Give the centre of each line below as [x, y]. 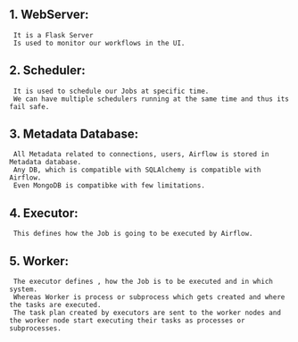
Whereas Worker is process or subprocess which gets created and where [149, 297]
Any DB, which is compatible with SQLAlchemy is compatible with [137, 170]
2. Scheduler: [48, 71]
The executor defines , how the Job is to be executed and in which [143, 282]
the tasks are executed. [55, 305]
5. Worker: [39, 261]
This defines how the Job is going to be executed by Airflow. [133, 234]
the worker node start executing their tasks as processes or [127, 321]
